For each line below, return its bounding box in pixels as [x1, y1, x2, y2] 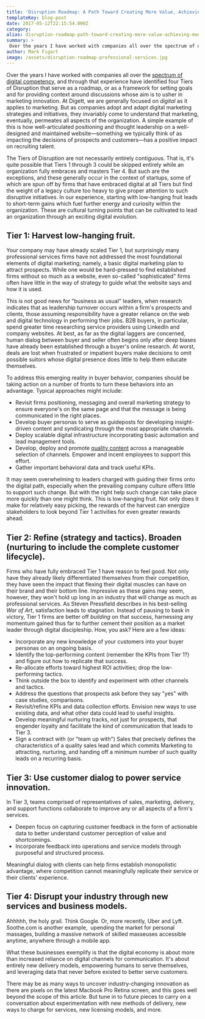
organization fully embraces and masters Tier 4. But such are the [6, 167, 170, 175]
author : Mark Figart [6, 49, 59, 55]
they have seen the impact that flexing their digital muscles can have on [6, 581, 187, 588]
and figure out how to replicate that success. [15, 657, 128, 665]
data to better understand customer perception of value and [15, 830, 167, 837]
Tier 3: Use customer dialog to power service [6, 772, 181, 783]
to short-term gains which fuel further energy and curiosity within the [6, 200, 181, 207]
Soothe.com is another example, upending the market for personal [6, 924, 175, 931]
